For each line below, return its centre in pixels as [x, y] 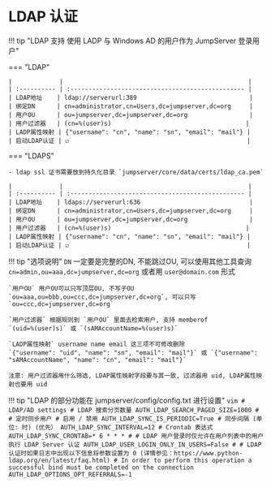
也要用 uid [31, 384]
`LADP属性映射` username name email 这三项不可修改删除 [97, 344]
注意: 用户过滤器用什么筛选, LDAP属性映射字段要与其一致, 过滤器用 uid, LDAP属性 [133, 375]
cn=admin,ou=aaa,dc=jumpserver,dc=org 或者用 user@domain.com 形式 [122, 271]
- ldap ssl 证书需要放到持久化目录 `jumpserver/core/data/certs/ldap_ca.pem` [136, 172]
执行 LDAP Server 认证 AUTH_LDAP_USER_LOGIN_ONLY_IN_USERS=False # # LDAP [135, 444]
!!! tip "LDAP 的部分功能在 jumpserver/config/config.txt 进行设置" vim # [127, 400]
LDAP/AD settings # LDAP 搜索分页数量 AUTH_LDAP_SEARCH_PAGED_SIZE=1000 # [134, 410]
